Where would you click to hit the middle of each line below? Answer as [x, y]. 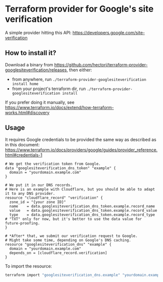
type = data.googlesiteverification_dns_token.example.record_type [82, 215]
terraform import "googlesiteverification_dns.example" [63, 275]
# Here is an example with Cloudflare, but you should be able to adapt [80, 189]
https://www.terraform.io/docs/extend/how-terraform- [59, 107]
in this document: [22, 144]
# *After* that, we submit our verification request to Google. [71, 236]
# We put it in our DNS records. [39, 185]
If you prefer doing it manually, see [40, 102]
